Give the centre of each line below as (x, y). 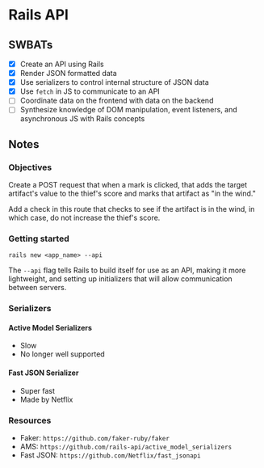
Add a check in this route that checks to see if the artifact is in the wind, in (132, 209)
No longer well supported (62, 354)
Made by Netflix (46, 399)
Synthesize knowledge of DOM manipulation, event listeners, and (129, 110)
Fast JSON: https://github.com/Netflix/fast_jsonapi (110, 455)
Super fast (37, 390)
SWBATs (31, 45)
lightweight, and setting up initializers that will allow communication (120, 279)
